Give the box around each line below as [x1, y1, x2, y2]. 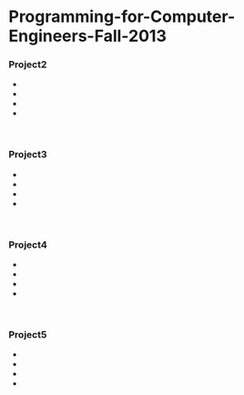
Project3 [8, 148, 47, 161]
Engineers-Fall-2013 [8, 25, 168, 46]
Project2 [8, 58, 47, 71]
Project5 [8, 329, 47, 340]
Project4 [8, 238, 47, 251]
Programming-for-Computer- [8, 6, 236, 27]
